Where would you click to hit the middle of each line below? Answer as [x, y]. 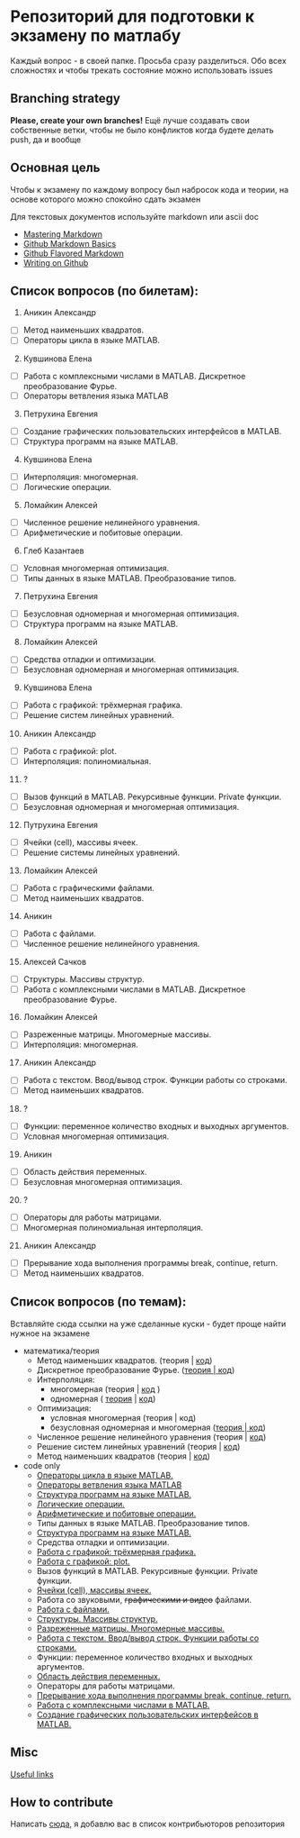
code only [42, 1465]
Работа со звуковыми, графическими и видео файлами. [144, 1599]
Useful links [32, 1774]
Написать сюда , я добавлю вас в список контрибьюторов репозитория [148, 1824]
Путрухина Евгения [60, 824]
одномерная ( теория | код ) [103, 1398]
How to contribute [62, 1802]
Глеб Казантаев [53, 550]
